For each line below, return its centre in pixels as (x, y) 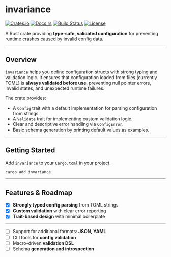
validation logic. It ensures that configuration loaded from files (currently (81, 77)
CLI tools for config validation (44, 237)
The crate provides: (26, 98)
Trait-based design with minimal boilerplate (59, 216)
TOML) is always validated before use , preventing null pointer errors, (78, 83)
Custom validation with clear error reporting (59, 211)
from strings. (26, 113)
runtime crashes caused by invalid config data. (54, 39)
